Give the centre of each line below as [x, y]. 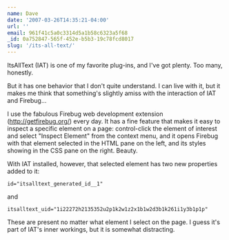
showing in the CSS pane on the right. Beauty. [72, 150]
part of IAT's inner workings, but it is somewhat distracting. [91, 229]
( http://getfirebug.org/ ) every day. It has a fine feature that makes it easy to [114, 121]
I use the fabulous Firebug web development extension [85, 114]
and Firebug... [27, 100]
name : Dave [23, 13]
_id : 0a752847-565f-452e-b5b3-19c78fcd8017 [71, 39]
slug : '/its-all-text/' [41, 46]
